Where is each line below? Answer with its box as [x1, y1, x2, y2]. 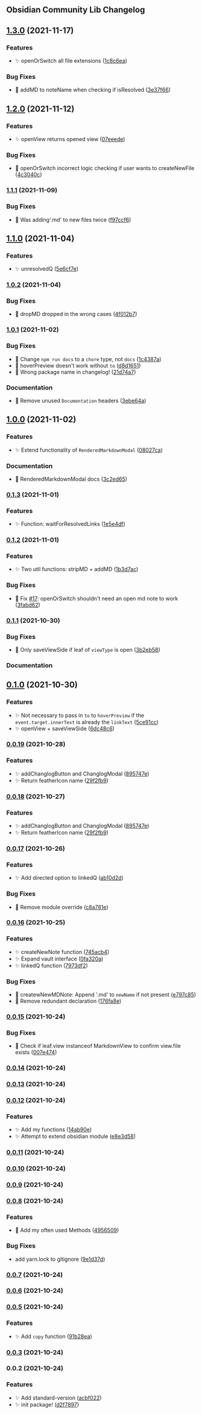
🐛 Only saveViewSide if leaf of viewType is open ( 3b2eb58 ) [14, 646, 161, 653]
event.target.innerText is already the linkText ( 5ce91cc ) [14, 718, 159, 725]
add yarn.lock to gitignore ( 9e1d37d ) [14, 1255, 106, 1263]
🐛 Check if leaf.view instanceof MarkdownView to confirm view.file [14, 1043, 181, 1050]
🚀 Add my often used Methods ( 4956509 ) [14, 1226, 119, 1234]
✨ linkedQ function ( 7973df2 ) [14, 962, 89, 969]
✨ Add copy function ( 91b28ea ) [14, 1333, 92, 1340]
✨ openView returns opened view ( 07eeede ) [14, 136, 125, 143]
